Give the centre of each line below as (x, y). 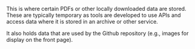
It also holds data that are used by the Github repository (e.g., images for (97, 33)
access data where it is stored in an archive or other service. (82, 21)
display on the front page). (40, 40)
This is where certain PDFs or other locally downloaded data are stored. (97, 9)
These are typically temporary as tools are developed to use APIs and (94, 15)
